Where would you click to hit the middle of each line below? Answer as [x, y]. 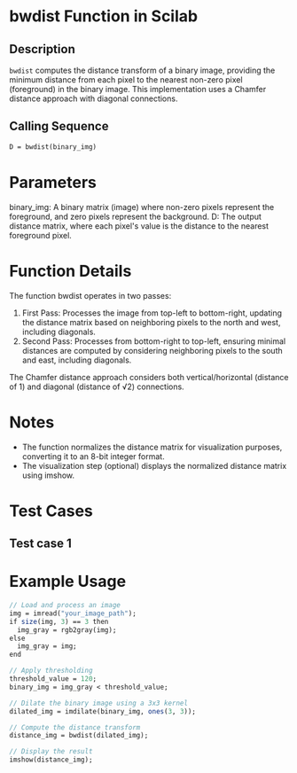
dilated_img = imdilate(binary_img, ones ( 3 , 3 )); [103, 711]
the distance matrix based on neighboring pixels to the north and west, [151, 322]
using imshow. [48, 475]
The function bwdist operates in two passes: [90, 295]
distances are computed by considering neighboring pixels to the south [152, 350]
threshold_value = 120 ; [53, 679]
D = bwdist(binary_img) [53, 147]
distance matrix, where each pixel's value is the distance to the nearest [139, 226]
